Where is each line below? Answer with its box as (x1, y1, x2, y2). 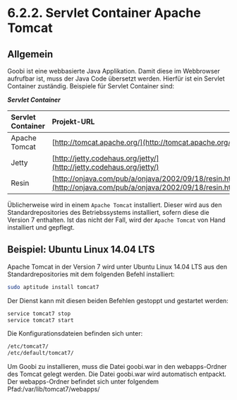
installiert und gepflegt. (7, 223, 75, 231)
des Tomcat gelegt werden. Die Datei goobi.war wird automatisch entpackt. (7, 370, 227, 379)
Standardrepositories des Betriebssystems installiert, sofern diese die (7, 208, 209, 216)
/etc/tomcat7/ (7, 343, 49, 351)
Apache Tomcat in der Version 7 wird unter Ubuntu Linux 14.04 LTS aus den (7, 262, 228, 271)
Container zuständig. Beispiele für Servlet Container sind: (7, 82, 175, 90)
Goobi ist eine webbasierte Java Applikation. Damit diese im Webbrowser (7, 67, 221, 75)
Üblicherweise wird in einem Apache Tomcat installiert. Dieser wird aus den (7, 201, 222, 209)
